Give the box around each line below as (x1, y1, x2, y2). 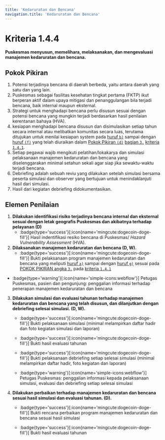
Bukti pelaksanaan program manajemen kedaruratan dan (30, 255, 145, 261)
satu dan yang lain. (12, 87, 51, 93)
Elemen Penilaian (5, 200, 59, 209)
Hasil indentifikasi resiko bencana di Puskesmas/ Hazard (30, 235, 146, 240)
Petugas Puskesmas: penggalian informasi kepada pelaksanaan (19, 375, 149, 381)
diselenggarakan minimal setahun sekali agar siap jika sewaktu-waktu (12, 160, 154, 166)
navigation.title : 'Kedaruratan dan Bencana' (5, 12, 100, 17)
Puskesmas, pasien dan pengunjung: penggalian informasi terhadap (12, 281, 151, 287)
